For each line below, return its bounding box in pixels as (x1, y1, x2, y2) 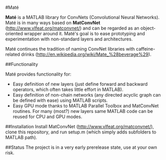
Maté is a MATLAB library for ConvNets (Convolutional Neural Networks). (5, 14, 160, 20)
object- (140, 25, 156, 31)
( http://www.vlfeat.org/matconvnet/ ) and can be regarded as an (5, 25, 139, 31)
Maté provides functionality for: (5, 71, 72, 77)
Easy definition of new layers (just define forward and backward (12, 81, 148, 87)
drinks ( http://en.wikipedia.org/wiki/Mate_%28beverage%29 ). (21, 51, 152, 57)
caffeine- (136, 46, 156, 52)
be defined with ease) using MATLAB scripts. (12, 97, 108, 103)
